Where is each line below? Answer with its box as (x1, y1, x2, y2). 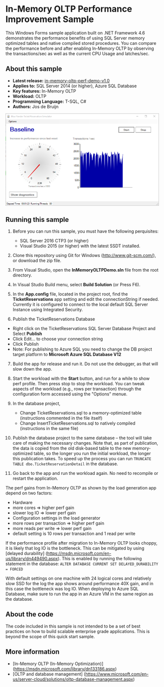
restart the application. (12, 475, 58, 481)
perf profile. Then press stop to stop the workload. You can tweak (12, 381, 145, 387)
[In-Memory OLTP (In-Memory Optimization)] (12, 661, 104, 667)
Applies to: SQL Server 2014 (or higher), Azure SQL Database (12, 83, 137, 89)
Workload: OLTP (12, 93, 47, 99)
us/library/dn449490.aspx (5, 556, 58, 562)
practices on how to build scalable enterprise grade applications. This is (5, 628, 150, 634)
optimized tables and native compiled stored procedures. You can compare (5, 40, 157, 46)
